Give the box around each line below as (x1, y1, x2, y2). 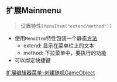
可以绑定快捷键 (14, 56, 51, 63)
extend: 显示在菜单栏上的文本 (23, 42, 95, 49)
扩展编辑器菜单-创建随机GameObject (6, 69, 95, 76)
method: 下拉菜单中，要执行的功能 (23, 49, 106, 56)
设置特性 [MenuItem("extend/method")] (20, 22, 112, 29)
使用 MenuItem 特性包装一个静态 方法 (14, 35, 98, 42)
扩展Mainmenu (6, 5, 61, 16)
